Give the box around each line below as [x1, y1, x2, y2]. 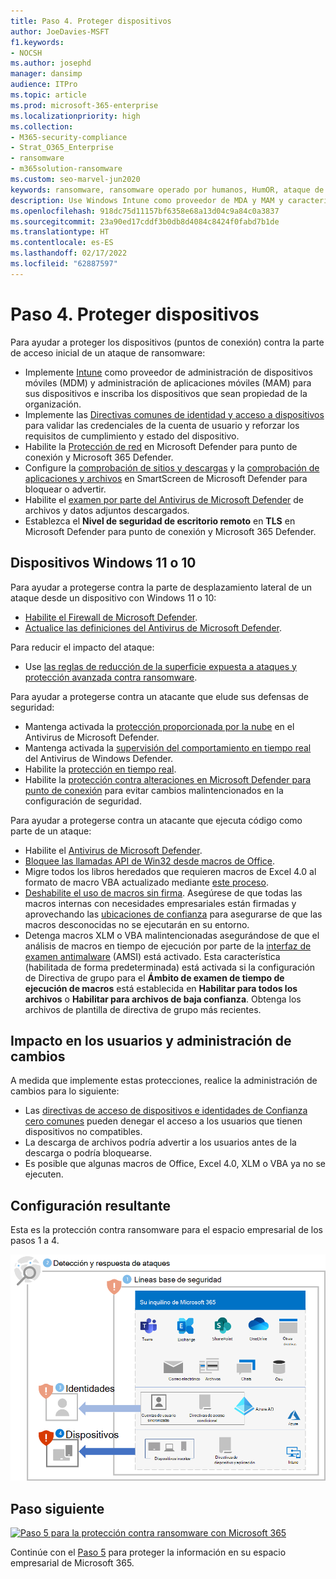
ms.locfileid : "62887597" [10, 259, 118, 269]
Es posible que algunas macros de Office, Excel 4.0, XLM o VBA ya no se [24, 1158, 326, 1170]
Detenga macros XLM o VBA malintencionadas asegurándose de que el [24, 929, 320, 941]
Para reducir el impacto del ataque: [10, 641, 155, 653]
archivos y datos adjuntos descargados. [24, 504, 190, 516]
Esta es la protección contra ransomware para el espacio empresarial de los [10, 1224, 324, 1236]
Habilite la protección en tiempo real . [24, 763, 177, 775]
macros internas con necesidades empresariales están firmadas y [24, 897, 297, 909]
